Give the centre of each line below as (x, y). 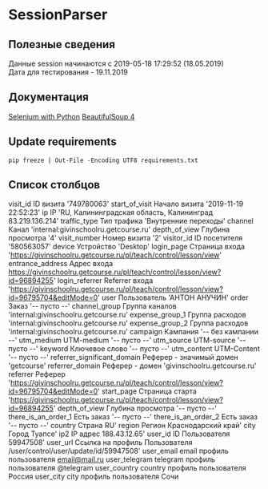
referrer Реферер (37, 374)
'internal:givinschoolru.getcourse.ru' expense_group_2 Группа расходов (128, 323)
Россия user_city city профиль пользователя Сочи (94, 477)
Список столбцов (54, 185)
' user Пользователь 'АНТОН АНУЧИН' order (173, 297)
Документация (49, 97)
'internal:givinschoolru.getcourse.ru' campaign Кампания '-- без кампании (133, 332)
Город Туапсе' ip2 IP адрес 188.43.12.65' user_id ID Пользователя (119, 434)
